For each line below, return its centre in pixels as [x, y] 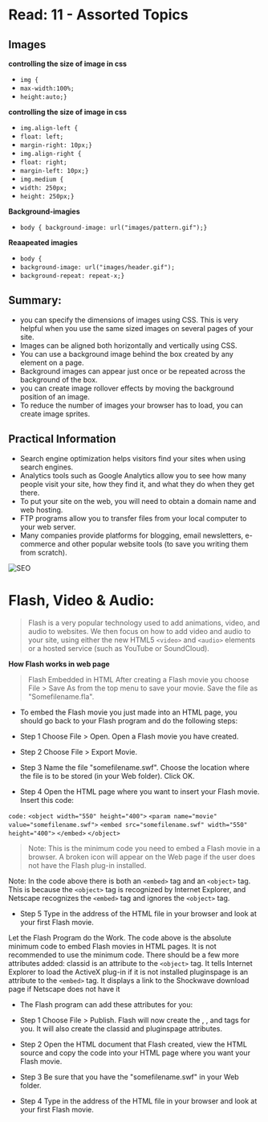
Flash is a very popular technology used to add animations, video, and [144, 622]
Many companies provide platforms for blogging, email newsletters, [132, 535]
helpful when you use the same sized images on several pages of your [137, 328]
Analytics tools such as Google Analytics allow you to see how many [133, 475]
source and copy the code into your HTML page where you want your [135, 1052]
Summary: [35, 300]
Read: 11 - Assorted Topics [98, 15]
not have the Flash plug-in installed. [87, 865]
